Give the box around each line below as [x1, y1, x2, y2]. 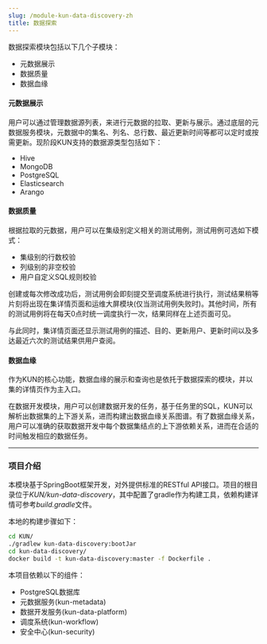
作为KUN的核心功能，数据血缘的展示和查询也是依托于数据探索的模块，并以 [8, 374, 253, 384]
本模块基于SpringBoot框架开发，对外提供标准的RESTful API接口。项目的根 [8, 480, 252, 490]
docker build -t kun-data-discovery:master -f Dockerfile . [8, 555, 212, 563]
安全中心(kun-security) [19, 627, 95, 636]
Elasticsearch [19, 178, 64, 188]
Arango [19, 187, 44, 196]
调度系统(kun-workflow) [19, 617, 99, 627]
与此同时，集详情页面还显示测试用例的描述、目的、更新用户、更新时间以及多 [8, 325, 259, 335]
